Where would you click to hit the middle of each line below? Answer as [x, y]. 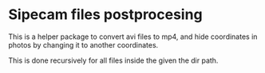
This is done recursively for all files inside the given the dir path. [113, 60]
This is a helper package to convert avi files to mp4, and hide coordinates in [133, 36]
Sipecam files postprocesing [105, 15]
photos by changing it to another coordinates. [83, 44]
